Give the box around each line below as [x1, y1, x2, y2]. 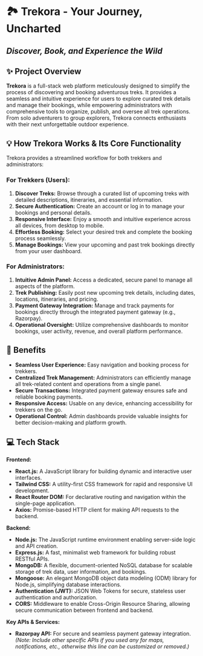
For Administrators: [6, 262, 65, 271]
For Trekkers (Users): [6, 176, 71, 184]
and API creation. [14, 542, 59, 550]
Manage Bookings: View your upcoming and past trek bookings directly [14, 241, 195, 248]
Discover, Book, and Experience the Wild [6, 46, 163, 56]
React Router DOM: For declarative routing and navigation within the [14, 494, 186, 501]
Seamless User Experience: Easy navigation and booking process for [14, 361, 189, 368]
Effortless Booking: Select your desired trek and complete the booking [14, 228, 192, 236]
